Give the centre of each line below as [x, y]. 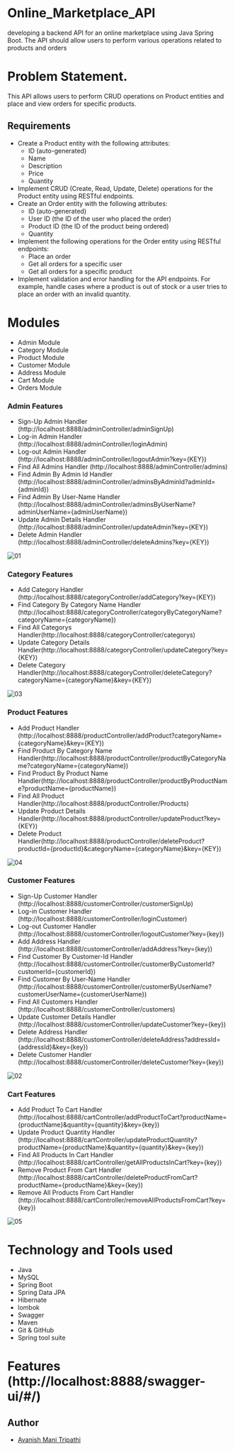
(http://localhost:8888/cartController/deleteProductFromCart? [108, 1178]
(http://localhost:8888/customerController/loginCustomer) [102, 919]
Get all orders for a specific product [80, 271]
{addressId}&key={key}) [53, 1047]
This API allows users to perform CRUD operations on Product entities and [116, 96]
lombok [29, 1308]
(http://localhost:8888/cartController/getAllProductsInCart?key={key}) [120, 1163]
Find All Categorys [45, 628]
